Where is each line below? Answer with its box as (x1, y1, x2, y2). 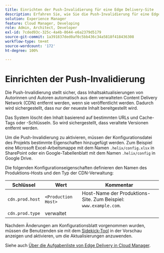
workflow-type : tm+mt (5, 39, 49, 44)
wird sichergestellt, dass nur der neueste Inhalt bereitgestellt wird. (5, 105, 138, 111)
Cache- (139, 115, 155, 120)
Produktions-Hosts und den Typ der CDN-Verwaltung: (5, 170, 114, 176)
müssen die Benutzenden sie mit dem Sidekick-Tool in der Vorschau (5, 228, 142, 234)
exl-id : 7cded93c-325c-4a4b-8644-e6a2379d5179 (5, 30, 102, 35)
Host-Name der (82, 190, 119, 197)
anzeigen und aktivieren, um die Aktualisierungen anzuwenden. (5, 233, 133, 239)
